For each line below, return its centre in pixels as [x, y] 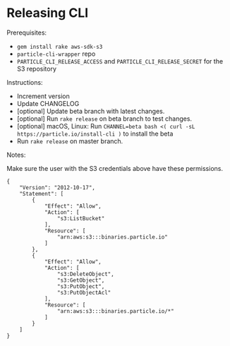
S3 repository [37, 68]
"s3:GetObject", [81, 280]
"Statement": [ [42, 193]
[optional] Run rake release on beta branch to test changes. [104, 119]
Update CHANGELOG [48, 103]
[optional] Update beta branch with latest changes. [91, 111]
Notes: [16, 155]
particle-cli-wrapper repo [56, 54]
